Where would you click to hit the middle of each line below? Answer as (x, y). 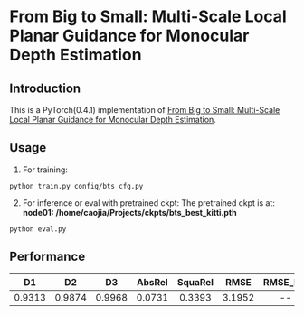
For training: (45, 170)
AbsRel (153, 282)
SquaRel (195, 282)
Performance (47, 257)
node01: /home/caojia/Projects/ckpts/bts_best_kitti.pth (129, 212)
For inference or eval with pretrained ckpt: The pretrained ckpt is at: (149, 203)
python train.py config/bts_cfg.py (76, 186)
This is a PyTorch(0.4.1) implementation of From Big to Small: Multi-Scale (145, 110)
